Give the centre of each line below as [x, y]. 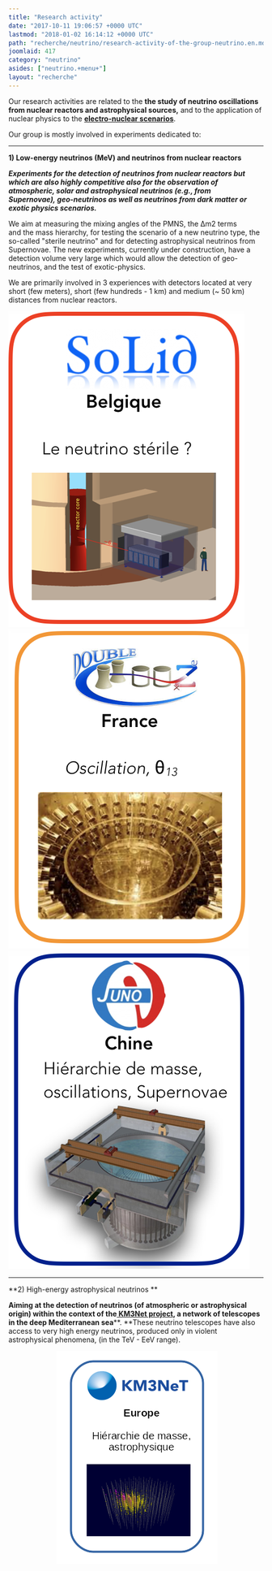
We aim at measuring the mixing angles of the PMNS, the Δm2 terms [123, 223]
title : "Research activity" [56, 17]
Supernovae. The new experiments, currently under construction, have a [130, 249]
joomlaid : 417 [32, 52]
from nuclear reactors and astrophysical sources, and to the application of [135, 110]
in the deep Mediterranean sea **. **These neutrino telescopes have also [132, 1322]
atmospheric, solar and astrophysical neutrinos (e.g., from [110, 190]
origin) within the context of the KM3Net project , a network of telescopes [134, 1313]
